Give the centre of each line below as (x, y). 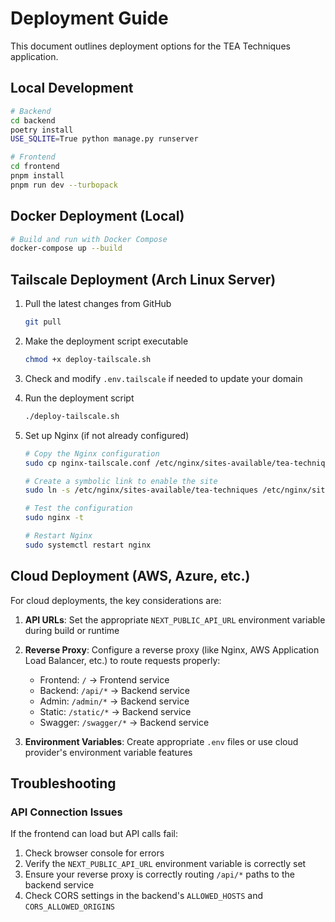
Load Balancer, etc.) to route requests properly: (122, 660)
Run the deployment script (79, 398)
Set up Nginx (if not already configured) (107, 435)
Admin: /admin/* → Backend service (114, 701)
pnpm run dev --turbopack (64, 185)
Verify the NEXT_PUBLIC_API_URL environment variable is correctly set (165, 864)
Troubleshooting (63, 783)
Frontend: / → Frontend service (104, 679)
